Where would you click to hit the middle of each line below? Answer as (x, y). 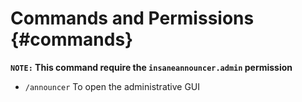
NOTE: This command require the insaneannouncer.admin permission (151, 67)
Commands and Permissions (132, 18)
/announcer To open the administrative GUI (112, 86)
